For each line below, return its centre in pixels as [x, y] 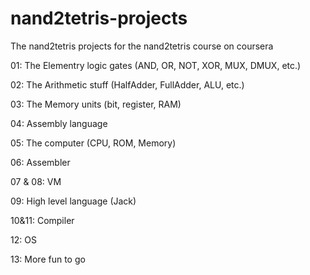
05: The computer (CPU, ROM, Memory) [93, 143]
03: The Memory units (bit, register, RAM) [96, 104]
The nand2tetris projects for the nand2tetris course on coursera [142, 46]
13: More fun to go [48, 259]
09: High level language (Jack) [73, 201]
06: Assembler [40, 162]
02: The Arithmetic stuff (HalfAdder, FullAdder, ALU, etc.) [127, 84]
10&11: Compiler [42, 220]
